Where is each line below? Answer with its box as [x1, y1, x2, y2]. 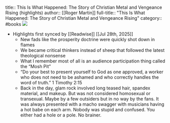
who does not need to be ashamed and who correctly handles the [20, 74, 159, 80]
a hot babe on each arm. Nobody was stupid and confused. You [20, 107, 155, 112]
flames [20, 42, 35, 48]
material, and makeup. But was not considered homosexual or [20, 90, 151, 96]
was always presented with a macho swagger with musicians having [20, 101, 164, 107]
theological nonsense [20, 53, 66, 58]
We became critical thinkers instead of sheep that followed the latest [20, 47, 165, 53]
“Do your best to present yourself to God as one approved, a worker [20, 69, 164, 75]
